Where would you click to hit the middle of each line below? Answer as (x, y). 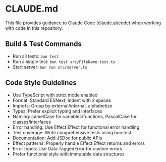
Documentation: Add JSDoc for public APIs (57, 138)
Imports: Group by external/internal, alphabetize (62, 105)
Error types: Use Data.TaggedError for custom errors (67, 148)
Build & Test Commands (43, 44)
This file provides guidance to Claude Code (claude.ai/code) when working (83, 23)
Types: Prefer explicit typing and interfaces (57, 111)
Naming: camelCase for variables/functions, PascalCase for (75, 116)
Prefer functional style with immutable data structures (68, 154)
